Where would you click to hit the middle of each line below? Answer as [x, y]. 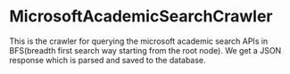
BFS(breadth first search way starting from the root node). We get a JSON [145, 50]
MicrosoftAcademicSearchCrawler [141, 16]
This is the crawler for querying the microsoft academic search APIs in [139, 41]
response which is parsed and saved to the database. [108, 60]
